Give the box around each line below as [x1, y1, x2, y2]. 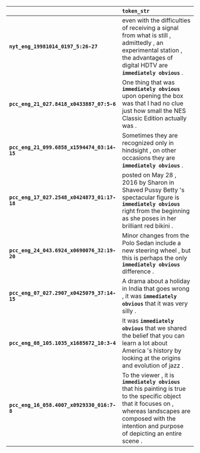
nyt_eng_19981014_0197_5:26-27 [9, 43, 98, 50]
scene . [121, 437, 143, 445]
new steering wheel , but [121, 246, 191, 255]
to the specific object [121, 392, 182, 400]
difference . [121, 267, 154, 276]
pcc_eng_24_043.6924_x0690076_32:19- [9, 247, 116, 253]
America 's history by [121, 347, 182, 354]
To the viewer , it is [121, 371, 174, 379]
